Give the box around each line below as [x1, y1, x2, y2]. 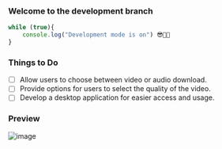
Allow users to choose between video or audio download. [19, 75, 207, 85]
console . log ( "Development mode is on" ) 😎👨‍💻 [22, 31, 171, 39]
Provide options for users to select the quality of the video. [19, 84, 211, 94]
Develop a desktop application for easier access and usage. [19, 93, 215, 102]
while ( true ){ [8, 24, 55, 32]
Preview [8, 113, 40, 124]
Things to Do [8, 57, 58, 68]
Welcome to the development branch [8, 6, 153, 17]
